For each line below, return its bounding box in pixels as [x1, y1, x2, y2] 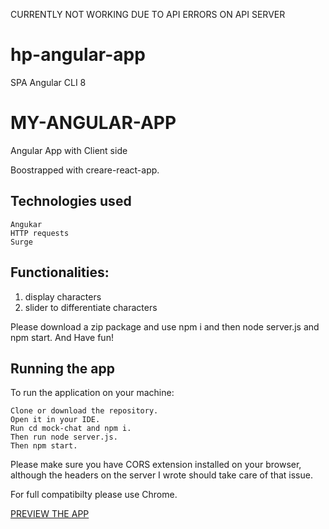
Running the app [10, 360, 115, 377]
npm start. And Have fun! [10, 331, 114, 343]
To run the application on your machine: [10, 387, 175, 399]
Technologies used [10, 193, 132, 210]
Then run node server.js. [10, 432, 118, 443]
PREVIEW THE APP [10, 508, 90, 520]
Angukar [10, 219, 43, 229]
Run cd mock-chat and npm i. [10, 424, 132, 434]
